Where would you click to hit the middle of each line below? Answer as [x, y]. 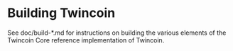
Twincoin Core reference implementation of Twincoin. [86, 40]
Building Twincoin [61, 13]
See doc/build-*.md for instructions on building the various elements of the [117, 33]
